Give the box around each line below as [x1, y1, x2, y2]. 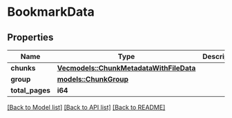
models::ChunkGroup [57, 75, 129, 84]
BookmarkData [7, 4, 95, 20]
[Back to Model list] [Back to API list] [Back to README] [7, 104, 166, 111]
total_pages [10, 86, 50, 95]
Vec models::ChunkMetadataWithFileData [57, 63, 196, 73]
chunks [10, 63, 36, 73]
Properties [7, 32, 54, 43]
